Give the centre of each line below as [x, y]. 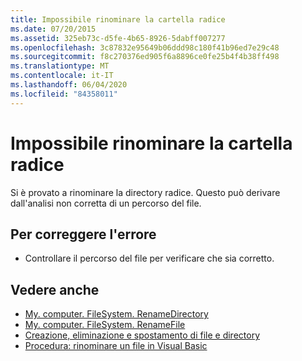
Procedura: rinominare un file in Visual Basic [116, 346]
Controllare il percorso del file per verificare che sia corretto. [149, 258]
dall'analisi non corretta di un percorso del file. [106, 203]
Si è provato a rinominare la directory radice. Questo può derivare [145, 192]
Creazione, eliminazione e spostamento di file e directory [142, 335]
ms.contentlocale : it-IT [62, 76]
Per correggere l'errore [83, 234]
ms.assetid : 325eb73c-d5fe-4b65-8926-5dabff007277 [118, 38]
